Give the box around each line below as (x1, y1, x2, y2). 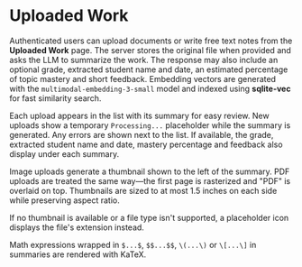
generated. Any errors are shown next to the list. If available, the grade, (9, 129, 274, 140)
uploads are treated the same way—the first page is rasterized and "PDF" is (9, 175, 291, 186)
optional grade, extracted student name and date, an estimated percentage (9, 64, 288, 75)
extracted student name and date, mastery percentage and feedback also (9, 139, 283, 150)
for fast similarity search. (9, 92, 102, 104)
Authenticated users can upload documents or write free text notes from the (9, 35, 293, 46)
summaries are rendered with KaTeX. (9, 249, 147, 260)
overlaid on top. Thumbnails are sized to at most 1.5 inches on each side (9, 185, 278, 196)
